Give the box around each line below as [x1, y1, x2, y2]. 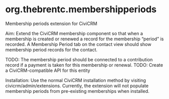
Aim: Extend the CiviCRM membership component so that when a [5, 30, 143, 36]
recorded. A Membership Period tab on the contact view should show [5, 41, 152, 47]
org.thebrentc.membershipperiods [5, 4, 157, 15]
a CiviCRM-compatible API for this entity [5, 67, 90, 73]
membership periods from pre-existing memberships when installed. [5, 88, 150, 94]
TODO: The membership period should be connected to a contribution [5, 56, 153, 62]
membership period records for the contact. [5, 46, 98, 53]
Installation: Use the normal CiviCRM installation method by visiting [5, 77, 147, 83]
